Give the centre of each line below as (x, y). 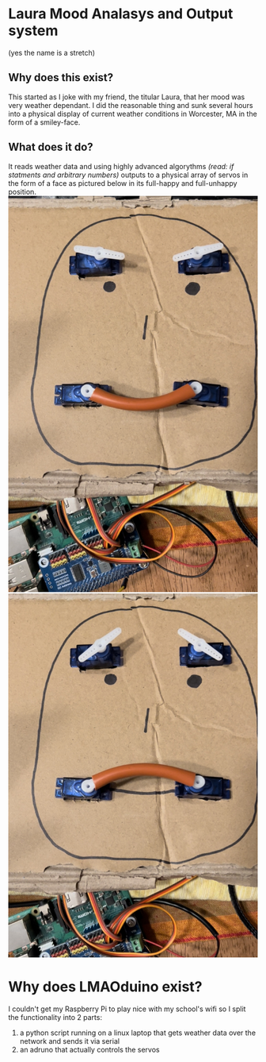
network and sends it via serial (70, 1041)
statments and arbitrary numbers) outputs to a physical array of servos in (128, 175)
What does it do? (51, 147)
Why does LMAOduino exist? (105, 987)
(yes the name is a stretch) (52, 52)
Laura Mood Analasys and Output (121, 14)
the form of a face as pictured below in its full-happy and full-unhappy (123, 183)
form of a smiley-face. (44, 122)
